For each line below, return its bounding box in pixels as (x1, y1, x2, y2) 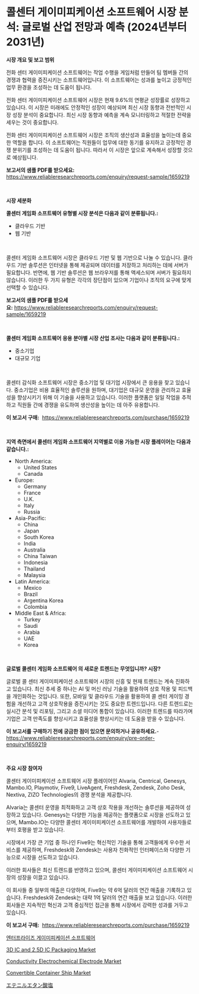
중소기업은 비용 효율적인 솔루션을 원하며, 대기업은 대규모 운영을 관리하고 (14, 386, 181, 394)
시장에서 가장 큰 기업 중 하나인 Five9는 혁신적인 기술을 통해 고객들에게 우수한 (6, 838, 184, 846)
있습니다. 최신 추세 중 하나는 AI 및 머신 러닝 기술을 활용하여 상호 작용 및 (12, 685, 177, 692)
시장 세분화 (6, 197, 31, 204)
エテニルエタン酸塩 (6, 981, 53, 989)
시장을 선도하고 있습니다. (21, 853, 80, 860)
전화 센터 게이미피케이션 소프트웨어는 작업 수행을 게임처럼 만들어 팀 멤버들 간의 (6, 69, 189, 76)
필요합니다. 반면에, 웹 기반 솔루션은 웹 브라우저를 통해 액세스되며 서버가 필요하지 (6, 269, 192, 276)
